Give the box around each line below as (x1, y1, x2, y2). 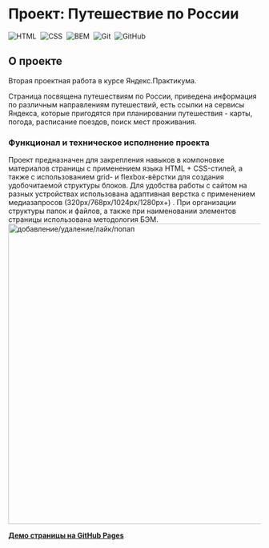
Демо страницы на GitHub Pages (8, 530, 124, 541)
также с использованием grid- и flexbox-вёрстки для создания (8, 172, 224, 182)
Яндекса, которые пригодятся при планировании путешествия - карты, (8, 108, 253, 118)
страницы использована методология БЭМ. (8, 215, 159, 224)
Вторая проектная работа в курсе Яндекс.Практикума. (8, 75, 197, 85)
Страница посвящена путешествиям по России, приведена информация (8, 91, 258, 101)
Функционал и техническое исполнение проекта (8, 137, 210, 148)
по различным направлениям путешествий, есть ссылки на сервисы (8, 99, 245, 109)
